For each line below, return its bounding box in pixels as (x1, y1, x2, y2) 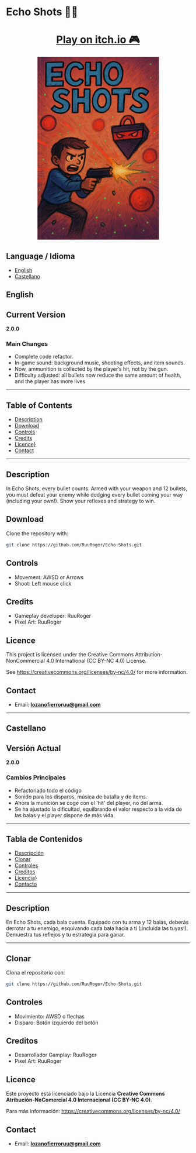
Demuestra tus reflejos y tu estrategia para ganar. (6, 931, 125, 938)
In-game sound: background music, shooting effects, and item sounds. (14, 359, 185, 366)
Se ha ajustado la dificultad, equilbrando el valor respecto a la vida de (14, 806, 183, 813)
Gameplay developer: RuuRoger (14, 612, 92, 619)
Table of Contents (6, 400, 73, 410)
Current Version (6, 309, 66, 319)
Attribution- (135, 651, 163, 658)
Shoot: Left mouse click (14, 580, 72, 587)
